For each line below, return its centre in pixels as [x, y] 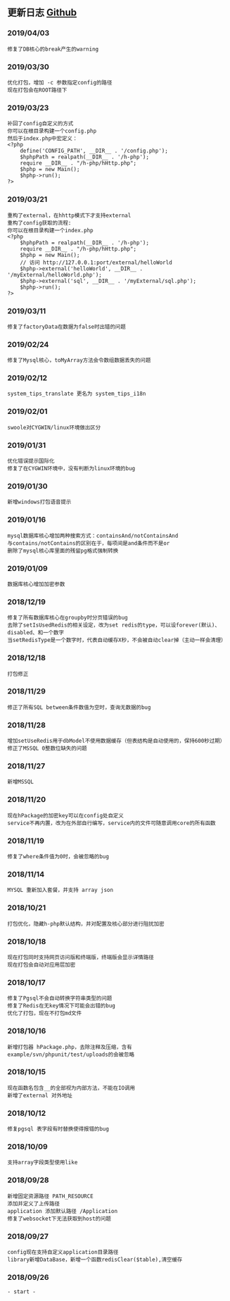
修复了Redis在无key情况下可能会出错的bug [62, 1006]
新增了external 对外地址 [40, 1095]
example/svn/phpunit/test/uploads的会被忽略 [71, 1055]
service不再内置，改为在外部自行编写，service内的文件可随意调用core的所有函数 [111, 823]
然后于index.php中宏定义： [43, 139]
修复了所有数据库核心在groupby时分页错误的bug [68, 618]
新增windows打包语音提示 [39, 502]
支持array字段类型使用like [43, 1163]
